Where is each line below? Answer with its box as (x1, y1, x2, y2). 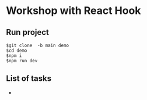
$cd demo (6, 48, 27, 53)
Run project (6, 27, 50, 37)
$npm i (6, 53, 22, 59)
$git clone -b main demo (6, 42, 69, 48)
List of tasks (6, 74, 51, 84)
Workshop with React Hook (6, 4, 141, 17)
